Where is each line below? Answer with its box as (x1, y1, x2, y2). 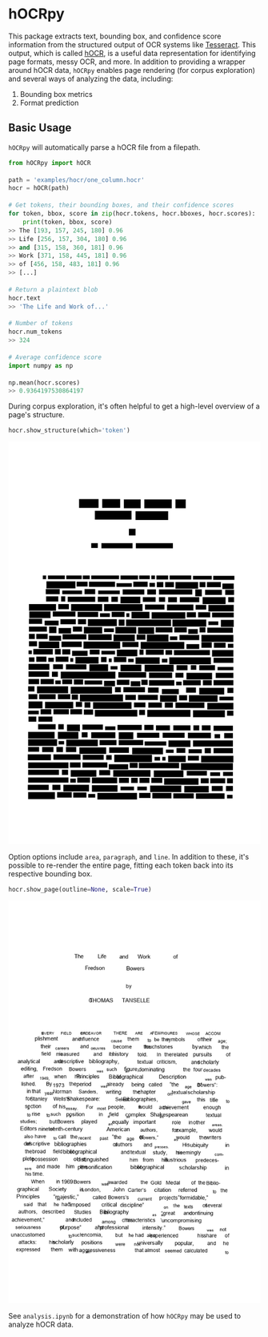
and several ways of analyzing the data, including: (8, 74, 174, 83)
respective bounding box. (8, 869, 93, 878)
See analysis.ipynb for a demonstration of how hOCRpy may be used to (8, 1311, 242, 1320)
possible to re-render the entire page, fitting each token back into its (8, 860, 234, 870)
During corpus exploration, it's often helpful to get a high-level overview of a (8, 401, 260, 411)
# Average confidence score (8, 353, 102, 361)
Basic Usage (8, 121, 72, 135)
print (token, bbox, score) (22, 218, 113, 226)
